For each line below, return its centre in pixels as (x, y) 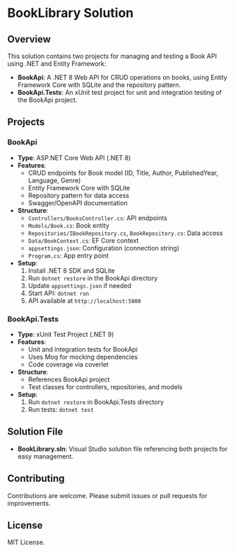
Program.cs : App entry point (68, 255)
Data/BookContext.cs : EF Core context (83, 240)
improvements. (29, 503)
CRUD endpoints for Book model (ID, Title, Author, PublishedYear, (123, 173)
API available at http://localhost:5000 (84, 300)
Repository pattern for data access (78, 195)
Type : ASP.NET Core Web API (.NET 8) (74, 158)
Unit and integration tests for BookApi (83, 349)
